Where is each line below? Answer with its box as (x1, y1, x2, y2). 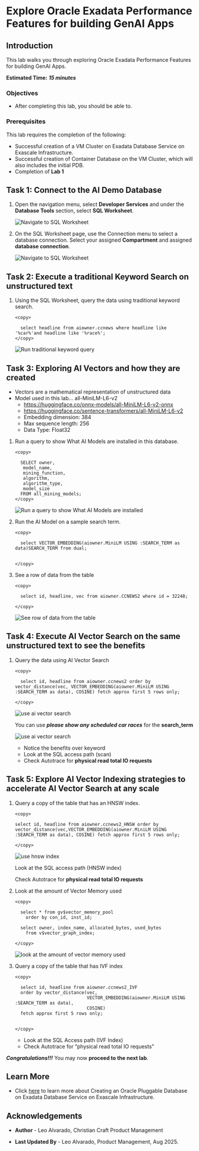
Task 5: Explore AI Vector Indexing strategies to (6, 774, 186, 784)
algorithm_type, (23, 481, 64, 486)
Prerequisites (6, 117, 46, 126)
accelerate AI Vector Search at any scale (6, 784, 159, 794)
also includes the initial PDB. (14, 161, 84, 169)
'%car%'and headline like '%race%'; (14, 330, 106, 336)
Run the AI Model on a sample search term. (14, 518, 121, 525)
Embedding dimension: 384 (23, 414, 91, 421)
